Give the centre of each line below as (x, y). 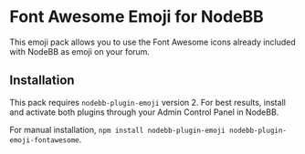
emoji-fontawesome (44, 140)
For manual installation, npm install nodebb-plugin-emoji (117, 129)
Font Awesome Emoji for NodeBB (137, 17)
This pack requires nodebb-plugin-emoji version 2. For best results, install (147, 102)
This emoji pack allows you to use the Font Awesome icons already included (153, 42)
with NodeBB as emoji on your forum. (80, 51)
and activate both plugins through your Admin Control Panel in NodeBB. (144, 112)
